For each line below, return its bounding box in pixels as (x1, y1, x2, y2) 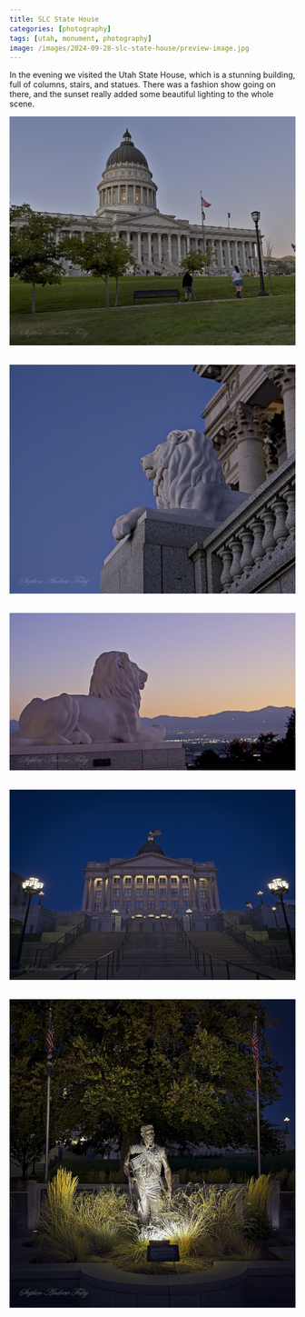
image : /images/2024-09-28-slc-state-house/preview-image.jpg (9, 44, 250, 53)
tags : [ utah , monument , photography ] (9, 34, 152, 43)
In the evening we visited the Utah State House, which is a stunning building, (9, 69, 296, 81)
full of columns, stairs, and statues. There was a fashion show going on (9, 79, 277, 90)
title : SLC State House (9, 15, 100, 24)
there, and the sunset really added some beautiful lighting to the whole (9, 89, 274, 100)
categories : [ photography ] (9, 24, 112, 34)
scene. (9, 98, 35, 109)
